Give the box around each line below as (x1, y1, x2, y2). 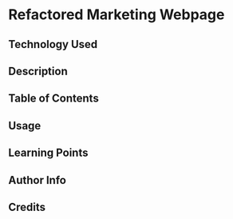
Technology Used (8, 38, 98, 51)
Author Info (8, 173, 66, 187)
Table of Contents (8, 92, 100, 106)
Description (8, 64, 68, 78)
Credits (8, 200, 46, 213)
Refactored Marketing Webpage (8, 6, 225, 24)
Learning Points (8, 146, 89, 160)
